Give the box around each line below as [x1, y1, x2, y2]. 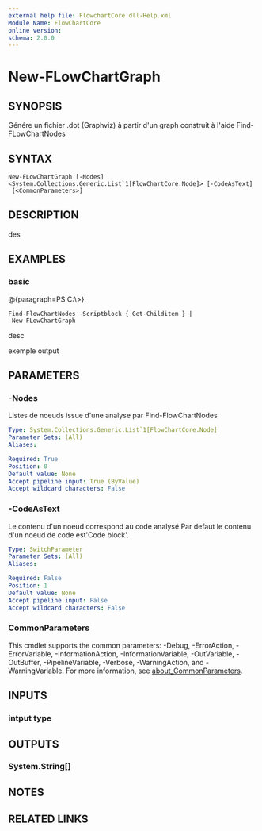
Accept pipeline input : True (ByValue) [8, 477, 140, 485]
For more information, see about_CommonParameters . [66, 666, 243, 675]
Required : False [8, 575, 62, 583]
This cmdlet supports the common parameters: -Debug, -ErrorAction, [8, 641, 235, 650]
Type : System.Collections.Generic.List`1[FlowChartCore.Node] [8, 426, 218, 434]
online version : [8, 26, 62, 34]
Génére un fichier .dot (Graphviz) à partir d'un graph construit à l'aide [8, 121, 235, 130]
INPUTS [8, 689, 47, 702]
